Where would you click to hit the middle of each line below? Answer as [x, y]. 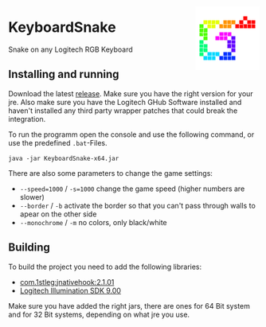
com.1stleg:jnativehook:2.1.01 [67, 282]
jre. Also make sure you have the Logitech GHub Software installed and [125, 102]
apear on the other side [58, 214]
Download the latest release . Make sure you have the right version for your [131, 93]
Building [29, 248]
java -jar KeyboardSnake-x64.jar [64, 158]
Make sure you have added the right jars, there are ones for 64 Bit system [129, 306]
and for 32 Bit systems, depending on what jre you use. [99, 314]
